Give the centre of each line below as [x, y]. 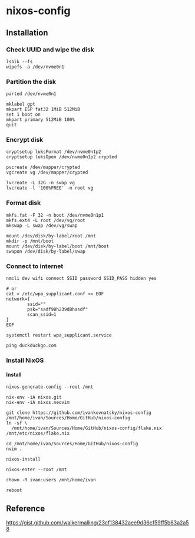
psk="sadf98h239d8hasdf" [58, 309]
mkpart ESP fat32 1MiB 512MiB [43, 110]
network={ [18, 299]
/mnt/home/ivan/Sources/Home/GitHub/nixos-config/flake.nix [87, 428]
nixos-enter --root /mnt [37, 470]
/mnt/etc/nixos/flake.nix [38, 433]
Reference [26, 508]
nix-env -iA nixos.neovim [38, 403]
